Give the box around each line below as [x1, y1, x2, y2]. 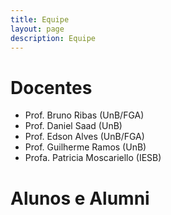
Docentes [10, 76, 93, 99]
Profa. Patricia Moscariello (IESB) [24, 152, 162, 164]
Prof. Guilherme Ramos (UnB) [24, 141, 147, 153]
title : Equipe [10, 14, 70, 25]
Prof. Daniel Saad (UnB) [24, 120, 123, 132]
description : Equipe [10, 33, 97, 43]
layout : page [10, 24, 65, 34]
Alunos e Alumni [10, 187, 150, 210]
